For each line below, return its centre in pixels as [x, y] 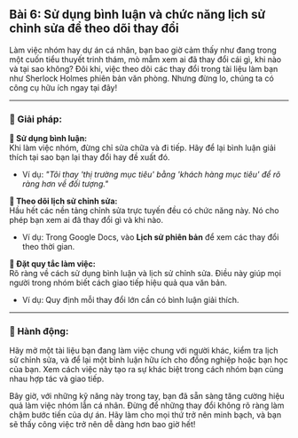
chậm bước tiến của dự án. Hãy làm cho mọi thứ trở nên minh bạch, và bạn [145, 415]
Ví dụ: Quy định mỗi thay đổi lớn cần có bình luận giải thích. [130, 300]
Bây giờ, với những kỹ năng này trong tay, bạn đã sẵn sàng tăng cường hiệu [147, 396]
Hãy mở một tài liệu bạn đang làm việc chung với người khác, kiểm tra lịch [144, 351]
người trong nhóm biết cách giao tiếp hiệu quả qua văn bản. [118, 283]
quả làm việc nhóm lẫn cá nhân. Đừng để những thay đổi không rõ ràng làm [147, 406]
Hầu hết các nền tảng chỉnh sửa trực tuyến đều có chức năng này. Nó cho [144, 211]
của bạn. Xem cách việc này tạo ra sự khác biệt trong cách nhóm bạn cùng [146, 370]
